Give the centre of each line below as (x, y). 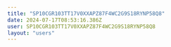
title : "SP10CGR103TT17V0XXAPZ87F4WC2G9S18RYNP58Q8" (86, 13)
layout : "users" (31, 33)
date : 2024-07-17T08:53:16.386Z (55, 20)
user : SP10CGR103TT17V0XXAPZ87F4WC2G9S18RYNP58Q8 (82, 26)
